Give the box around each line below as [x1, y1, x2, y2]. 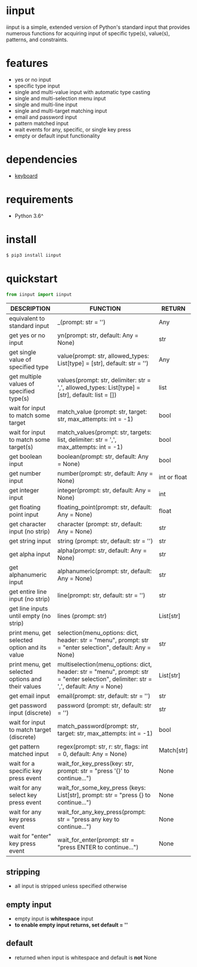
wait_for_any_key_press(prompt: [57, 808, 146, 816]
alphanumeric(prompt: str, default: [57, 567, 152, 575]
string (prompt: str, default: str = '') [57, 537, 154, 545]
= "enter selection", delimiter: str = [57, 675, 152, 683]
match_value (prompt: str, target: [57, 408, 147, 416]
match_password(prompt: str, [57, 722, 139, 730]
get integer [9, 486, 39, 495]
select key [9, 791, 38, 800]
